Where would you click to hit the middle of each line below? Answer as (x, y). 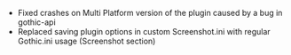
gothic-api (36, 22)
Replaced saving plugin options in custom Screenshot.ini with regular (144, 31)
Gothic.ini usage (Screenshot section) (87, 41)
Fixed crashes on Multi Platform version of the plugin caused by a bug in (150, 13)
